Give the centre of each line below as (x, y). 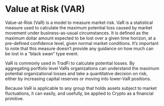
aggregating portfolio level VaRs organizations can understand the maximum (82, 68)
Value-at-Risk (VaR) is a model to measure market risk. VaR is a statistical (79, 22)
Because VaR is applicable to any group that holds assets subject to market (81, 88)
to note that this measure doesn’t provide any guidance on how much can (79, 48)
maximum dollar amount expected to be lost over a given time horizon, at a (80, 38)
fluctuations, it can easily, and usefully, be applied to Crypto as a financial (79, 93)
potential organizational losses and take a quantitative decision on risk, (76, 73)
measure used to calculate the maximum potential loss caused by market (79, 27)
